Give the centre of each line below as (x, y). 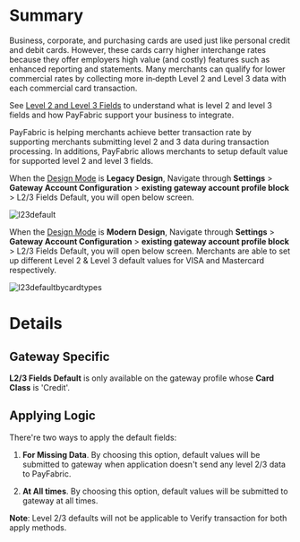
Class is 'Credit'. (39, 387)
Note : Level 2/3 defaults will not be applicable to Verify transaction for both (148, 518)
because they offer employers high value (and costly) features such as (140, 59)
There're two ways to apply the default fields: (93, 437)
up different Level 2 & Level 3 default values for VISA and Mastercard (137, 260)
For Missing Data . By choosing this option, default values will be (141, 454)
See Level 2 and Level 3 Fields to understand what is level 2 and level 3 (141, 105)
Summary (46, 16)
